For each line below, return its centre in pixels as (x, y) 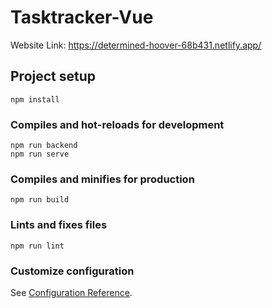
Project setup (53, 76)
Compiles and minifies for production (102, 179)
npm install (35, 99)
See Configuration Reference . (71, 292)
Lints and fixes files (59, 225)
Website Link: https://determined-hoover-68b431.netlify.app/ (136, 45)
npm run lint (37, 246)
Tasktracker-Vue (82, 17)
